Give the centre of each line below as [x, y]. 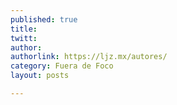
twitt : [24, 38]
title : [24, 29]
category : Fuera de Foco [62, 66]
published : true [44, 19]
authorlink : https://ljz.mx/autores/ [89, 57]
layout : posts [40, 76]
